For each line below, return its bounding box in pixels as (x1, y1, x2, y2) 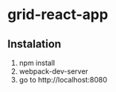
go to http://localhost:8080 (18, 75, 108, 84)
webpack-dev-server (18, 67, 89, 76)
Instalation (7, 37, 61, 51)
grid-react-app (7, 6, 109, 24)
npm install (18, 58, 56, 67)
